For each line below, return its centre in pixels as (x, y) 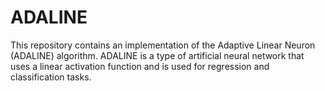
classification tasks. (51, 77)
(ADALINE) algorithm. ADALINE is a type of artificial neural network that (157, 55)
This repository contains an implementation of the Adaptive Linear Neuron (163, 45)
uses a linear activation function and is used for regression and (140, 66)
